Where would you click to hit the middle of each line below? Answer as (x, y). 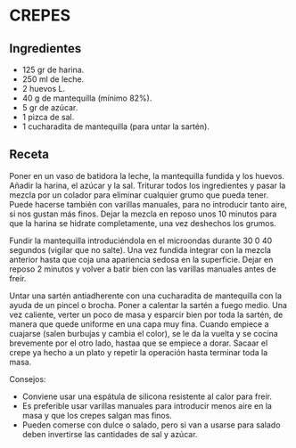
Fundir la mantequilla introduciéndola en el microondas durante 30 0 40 (141, 240)
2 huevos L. (43, 89)
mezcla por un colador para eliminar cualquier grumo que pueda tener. (139, 195)
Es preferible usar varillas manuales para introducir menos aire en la (147, 405)
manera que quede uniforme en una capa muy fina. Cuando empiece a (139, 324)
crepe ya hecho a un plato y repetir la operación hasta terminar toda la (139, 352)
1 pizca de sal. (48, 117)
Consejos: (28, 379)
